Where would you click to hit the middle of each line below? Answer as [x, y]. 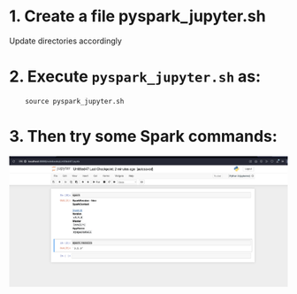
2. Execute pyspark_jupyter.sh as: [135, 77]
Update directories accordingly [65, 41]
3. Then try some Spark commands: [144, 137]
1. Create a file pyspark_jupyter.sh [138, 16]
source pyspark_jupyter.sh [75, 101]
